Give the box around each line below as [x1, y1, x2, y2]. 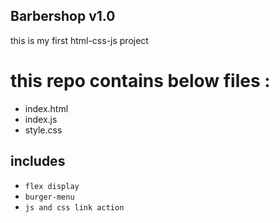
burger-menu [24, 192, 75, 202]
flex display [24, 181, 80, 191]
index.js [24, 113, 58, 125]
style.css [24, 124, 63, 136]
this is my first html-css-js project [10, 34, 149, 46]
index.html [24, 102, 69, 114]
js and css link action [24, 202, 125, 213]
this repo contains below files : [10, 70, 271, 92]
